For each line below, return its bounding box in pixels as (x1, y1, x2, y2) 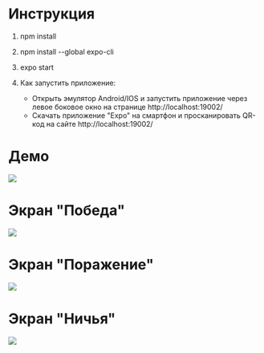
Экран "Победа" (8, 201, 126, 220)
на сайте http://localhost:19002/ (46, 119, 154, 128)
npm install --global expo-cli (19, 47, 114, 56)
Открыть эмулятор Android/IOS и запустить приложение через (31, 93, 248, 103)
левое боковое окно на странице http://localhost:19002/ (31, 102, 223, 112)
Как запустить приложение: (19, 78, 116, 87)
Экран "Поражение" (8, 256, 154, 274)
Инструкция (8, 5, 95, 23)
